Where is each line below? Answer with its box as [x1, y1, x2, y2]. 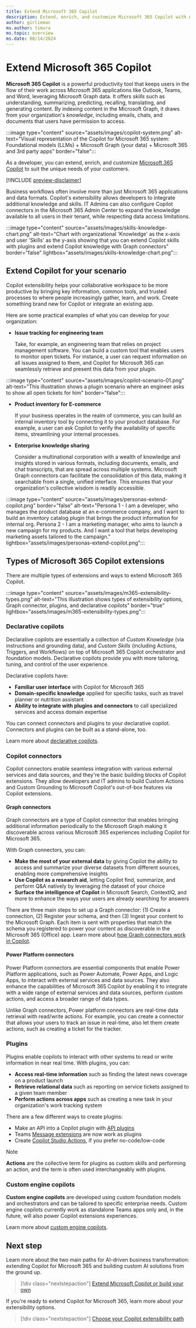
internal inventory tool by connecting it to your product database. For [14, 418, 181, 425]
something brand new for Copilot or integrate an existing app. [6, 300, 154, 307]
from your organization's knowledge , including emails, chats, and [6, 111, 163, 118]
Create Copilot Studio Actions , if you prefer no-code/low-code [14, 1137, 165, 1144]
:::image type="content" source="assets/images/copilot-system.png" [6, 129, 173, 136]
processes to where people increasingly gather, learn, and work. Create [6, 294, 178, 301]
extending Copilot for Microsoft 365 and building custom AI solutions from [6, 1262, 185, 1269]
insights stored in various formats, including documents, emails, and [14, 459, 179, 466]
